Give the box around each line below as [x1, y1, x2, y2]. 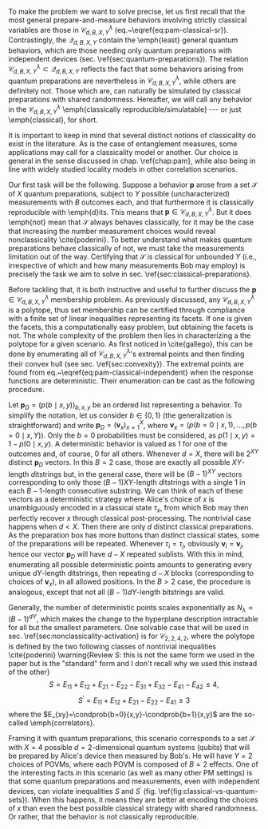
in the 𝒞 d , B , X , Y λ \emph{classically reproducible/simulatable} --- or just [8, 103, 242, 116]
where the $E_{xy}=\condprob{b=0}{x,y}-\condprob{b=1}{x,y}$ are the [8, 710, 242, 720]
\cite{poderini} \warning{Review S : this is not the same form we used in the [8, 650, 255, 660]
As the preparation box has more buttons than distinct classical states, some [8, 530, 260, 540]
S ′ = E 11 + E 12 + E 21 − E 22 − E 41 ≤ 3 [77, 694, 191, 707]
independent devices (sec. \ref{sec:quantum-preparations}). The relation [8, 54, 249, 64]
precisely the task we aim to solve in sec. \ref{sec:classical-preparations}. [8, 269, 252, 279]
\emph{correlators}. [30, 718, 96, 728]
